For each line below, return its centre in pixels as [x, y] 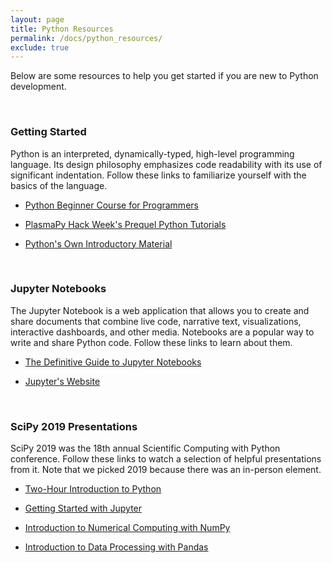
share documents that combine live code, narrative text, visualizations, [156, 321]
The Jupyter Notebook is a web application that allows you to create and [160, 310]
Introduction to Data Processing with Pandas [116, 547]
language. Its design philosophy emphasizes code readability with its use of [166, 164]
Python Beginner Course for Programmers [111, 205]
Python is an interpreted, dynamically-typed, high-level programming [152, 153]
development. [38, 87]
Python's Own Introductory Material [98, 243]
